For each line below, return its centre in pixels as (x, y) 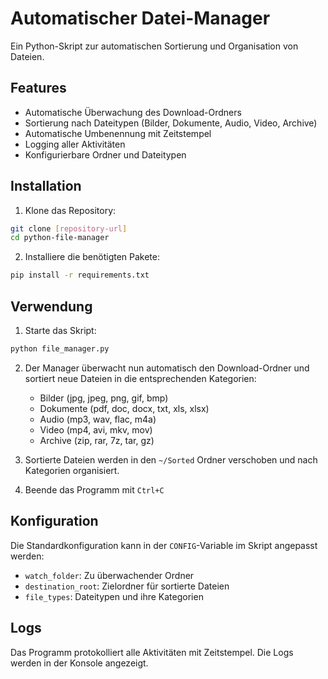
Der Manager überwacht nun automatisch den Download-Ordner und (167, 368)
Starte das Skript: (60, 330)
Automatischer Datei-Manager (140, 18)
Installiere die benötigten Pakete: (92, 257)
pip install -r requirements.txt (80, 275)
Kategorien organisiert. (72, 470)
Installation (46, 186)
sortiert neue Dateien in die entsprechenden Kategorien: (140, 378)
